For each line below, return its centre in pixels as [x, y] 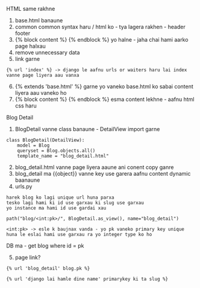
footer [23, 33]
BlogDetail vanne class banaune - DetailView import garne [87, 129]
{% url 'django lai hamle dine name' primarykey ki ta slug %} [87, 279]
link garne [27, 59]
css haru [26, 106]
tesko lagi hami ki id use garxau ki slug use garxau [75, 203]
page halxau [30, 46]
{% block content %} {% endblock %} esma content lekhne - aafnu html [105, 99]
